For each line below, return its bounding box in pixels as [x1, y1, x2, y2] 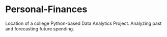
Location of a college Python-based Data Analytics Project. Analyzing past [5, 20, 162, 26]
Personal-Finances [5, 4, 88, 15]
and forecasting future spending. [5, 25, 74, 31]
